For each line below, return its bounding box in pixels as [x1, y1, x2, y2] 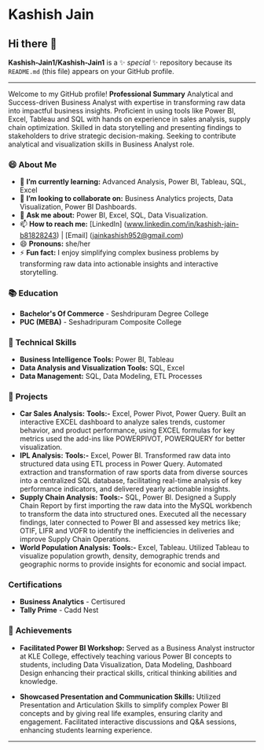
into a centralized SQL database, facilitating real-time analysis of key [19, 476, 242, 485]
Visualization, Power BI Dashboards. [19, 202, 137, 212]
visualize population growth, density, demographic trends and [19, 551, 220, 561]
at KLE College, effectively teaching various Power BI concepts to [19, 652, 232, 661]
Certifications [8, 579, 63, 590]
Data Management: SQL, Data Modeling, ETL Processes [19, 371, 203, 381]
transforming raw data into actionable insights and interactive [19, 259, 218, 269]
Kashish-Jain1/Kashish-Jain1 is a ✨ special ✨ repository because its [8, 58, 233, 67]
